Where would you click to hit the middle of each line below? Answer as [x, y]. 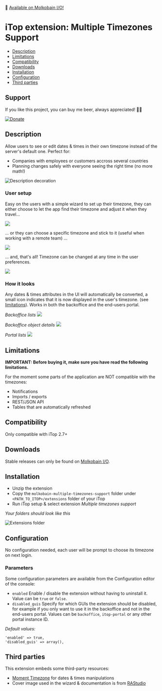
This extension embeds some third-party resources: [57, 669]
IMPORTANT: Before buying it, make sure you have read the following [77, 362]
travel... [13, 214]
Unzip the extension [32, 488]
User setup [18, 193]
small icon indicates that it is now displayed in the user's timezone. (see [77, 300]
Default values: [20, 628]
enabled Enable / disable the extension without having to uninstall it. [80, 593]
